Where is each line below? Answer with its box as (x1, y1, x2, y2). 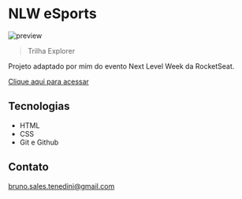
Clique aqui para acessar (8, 77, 89, 86)
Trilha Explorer (27, 46, 76, 55)
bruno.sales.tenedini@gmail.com (8, 181, 115, 190)
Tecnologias (8, 99, 70, 113)
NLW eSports (8, 5, 97, 23)
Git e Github (19, 137, 59, 147)
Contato (8, 160, 49, 174)
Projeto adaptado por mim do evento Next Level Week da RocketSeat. (8, 61, 235, 71)
